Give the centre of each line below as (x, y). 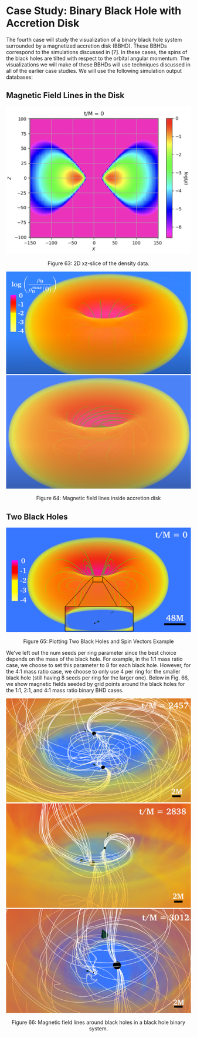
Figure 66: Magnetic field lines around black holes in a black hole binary (98, 1022)
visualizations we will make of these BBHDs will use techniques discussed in (98, 64)
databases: (20, 77)
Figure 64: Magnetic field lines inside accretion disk (98, 498)
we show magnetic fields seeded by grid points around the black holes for (96, 684)
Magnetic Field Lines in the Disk (65, 96)
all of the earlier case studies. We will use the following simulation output (94, 71)
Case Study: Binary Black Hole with (94, 11)
